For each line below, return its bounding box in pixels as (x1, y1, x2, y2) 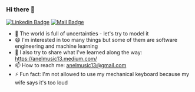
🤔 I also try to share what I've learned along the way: (14, 49, 143, 56)
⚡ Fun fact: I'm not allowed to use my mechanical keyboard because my (14, 71, 190, 78)
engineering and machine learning (14, 42, 98, 50)
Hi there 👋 (6, 5, 35, 14)
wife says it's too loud (14, 79, 68, 86)
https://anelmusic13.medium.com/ (14, 55, 97, 63)
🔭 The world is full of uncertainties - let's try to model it (14, 30, 149, 37)
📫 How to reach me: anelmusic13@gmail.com (14, 62, 127, 69)
